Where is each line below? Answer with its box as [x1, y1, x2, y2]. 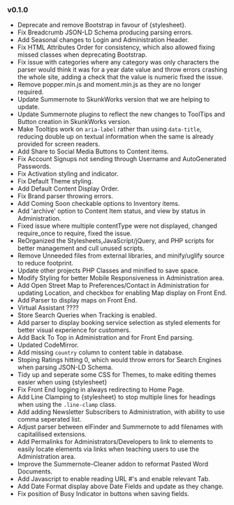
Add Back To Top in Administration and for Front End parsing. [17, 333, 194, 342]
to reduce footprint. [17, 259, 74, 268]
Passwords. [17, 162, 52, 171]
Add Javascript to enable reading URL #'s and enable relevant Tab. [17, 475, 211, 483]
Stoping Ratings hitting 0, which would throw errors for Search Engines [17, 356, 222, 364]
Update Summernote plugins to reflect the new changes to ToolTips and [17, 110, 226, 118]
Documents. [17, 467, 53, 476]
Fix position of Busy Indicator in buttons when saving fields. [17, 490, 190, 498]
